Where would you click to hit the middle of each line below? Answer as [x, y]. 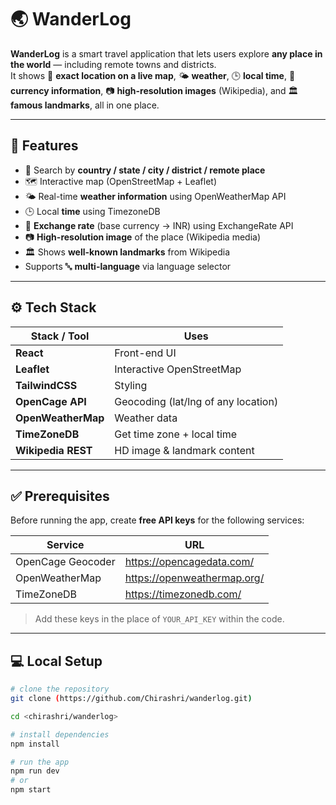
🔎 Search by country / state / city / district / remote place [145, 170]
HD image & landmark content [184, 450]
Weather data [146, 418]
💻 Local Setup [56, 661]
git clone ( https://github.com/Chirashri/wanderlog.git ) [131, 699]
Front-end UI [145, 353]
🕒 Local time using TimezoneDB [92, 211]
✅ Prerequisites [60, 496]
